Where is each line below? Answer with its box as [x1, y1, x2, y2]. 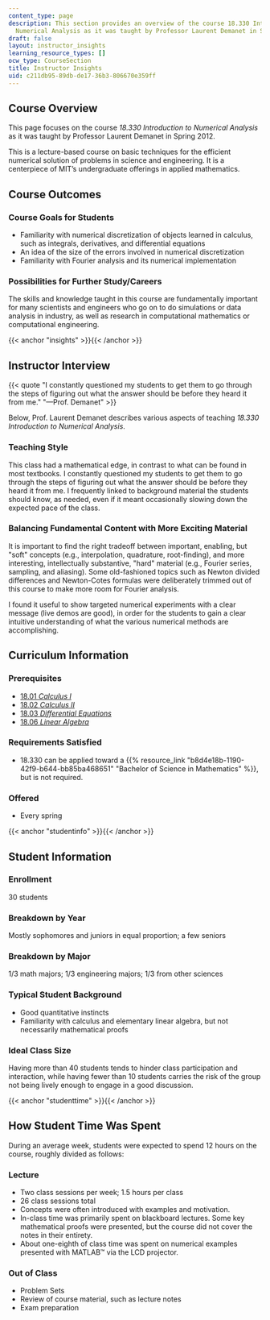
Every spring [19, 811, 63, 820]
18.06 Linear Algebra [19, 716, 90, 726]
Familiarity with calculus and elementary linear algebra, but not [19, 1016, 229, 1026]
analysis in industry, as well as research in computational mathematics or [8, 311, 251, 321]
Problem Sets [19, 1286, 65, 1296]
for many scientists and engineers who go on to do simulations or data [8, 303, 242, 313]
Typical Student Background [8, 989, 122, 1000]
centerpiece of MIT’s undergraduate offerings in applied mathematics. [8, 164, 240, 174]
